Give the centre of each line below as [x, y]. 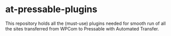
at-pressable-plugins [51, 9]
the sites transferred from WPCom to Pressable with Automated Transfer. [82, 28]
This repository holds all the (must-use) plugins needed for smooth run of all [86, 23]
